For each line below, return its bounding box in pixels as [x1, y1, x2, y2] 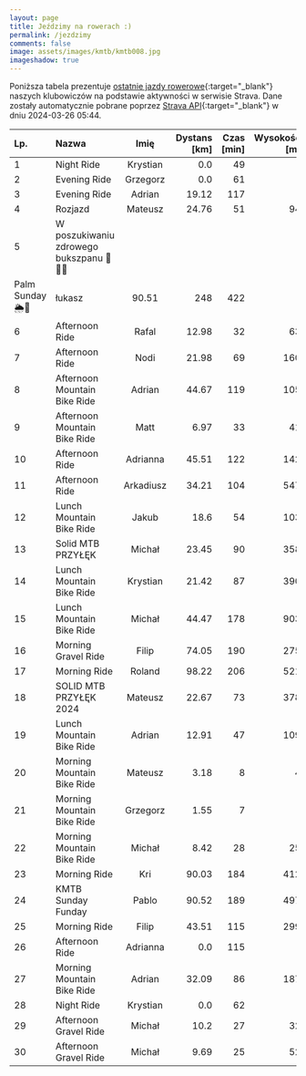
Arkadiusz [123, 480, 167, 491]
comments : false [9, 38, 71, 48]
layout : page [9, 13, 59, 23]
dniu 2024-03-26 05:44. [9, 110, 102, 120]
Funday [55, 905, 88, 917]
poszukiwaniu [55, 229, 116, 242]
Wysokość [253, 131, 301, 144]
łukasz [55, 291, 84, 304]
